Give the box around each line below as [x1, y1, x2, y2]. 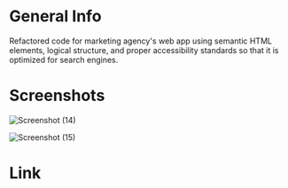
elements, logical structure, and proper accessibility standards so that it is [9, 44, 279, 55]
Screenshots [9, 86, 105, 106]
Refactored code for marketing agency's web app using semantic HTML [9, 35, 273, 46]
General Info [9, 6, 102, 27]
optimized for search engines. [9, 54, 119, 65]
